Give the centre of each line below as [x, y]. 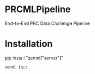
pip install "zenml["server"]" [34, 58]
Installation [29, 44]
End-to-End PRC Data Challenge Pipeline [47, 23]
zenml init [16, 67]
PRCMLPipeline [38, 9]
